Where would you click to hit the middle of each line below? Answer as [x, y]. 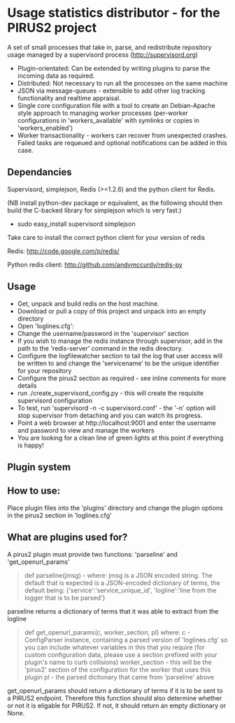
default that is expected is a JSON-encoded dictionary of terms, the [122, 583]
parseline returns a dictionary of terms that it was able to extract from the [113, 611]
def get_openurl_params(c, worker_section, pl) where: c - [107, 632]
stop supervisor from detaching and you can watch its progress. [110, 415]
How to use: [34, 491]
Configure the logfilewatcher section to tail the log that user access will [120, 356]
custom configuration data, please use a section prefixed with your [121, 654]
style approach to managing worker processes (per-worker [103, 113]
